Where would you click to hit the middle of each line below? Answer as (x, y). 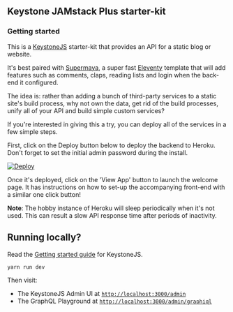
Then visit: (22, 280)
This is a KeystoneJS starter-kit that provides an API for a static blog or (109, 46)
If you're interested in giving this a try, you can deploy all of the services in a (117, 124)
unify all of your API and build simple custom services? (86, 110)
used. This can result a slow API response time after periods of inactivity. (112, 215)
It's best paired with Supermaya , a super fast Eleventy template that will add (116, 67)
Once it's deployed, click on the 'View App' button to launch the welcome (113, 179)
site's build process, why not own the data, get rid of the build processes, (113, 103)
